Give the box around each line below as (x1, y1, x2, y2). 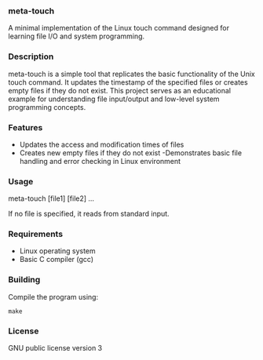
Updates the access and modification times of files (19, 140, 184, 149)
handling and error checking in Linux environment (19, 156, 181, 165)
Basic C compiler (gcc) (19, 255, 94, 264)
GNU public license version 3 (8, 344, 103, 353)
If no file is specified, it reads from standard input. (8, 209, 170, 219)
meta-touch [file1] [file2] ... (8, 194, 95, 203)
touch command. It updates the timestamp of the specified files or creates (8, 77, 249, 87)
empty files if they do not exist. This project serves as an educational (8, 85, 232, 95)
